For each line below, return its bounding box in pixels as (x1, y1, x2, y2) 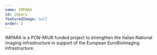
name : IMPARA (5, 7, 32, 12)
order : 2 (5, 21, 23, 26)
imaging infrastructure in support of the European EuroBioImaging (5, 40, 140, 46)
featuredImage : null (5, 16, 48, 21)
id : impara (5, 12, 28, 17)
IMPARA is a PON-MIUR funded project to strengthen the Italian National (5, 35, 153, 41)
